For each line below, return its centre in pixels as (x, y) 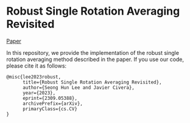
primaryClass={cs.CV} (50, 109)
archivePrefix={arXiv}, (53, 104)
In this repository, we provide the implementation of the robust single (93, 52)
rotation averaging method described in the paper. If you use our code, (95, 59)
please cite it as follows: (37, 66)
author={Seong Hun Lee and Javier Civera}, (79, 87)
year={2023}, (39, 93)
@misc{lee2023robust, (34, 77)
